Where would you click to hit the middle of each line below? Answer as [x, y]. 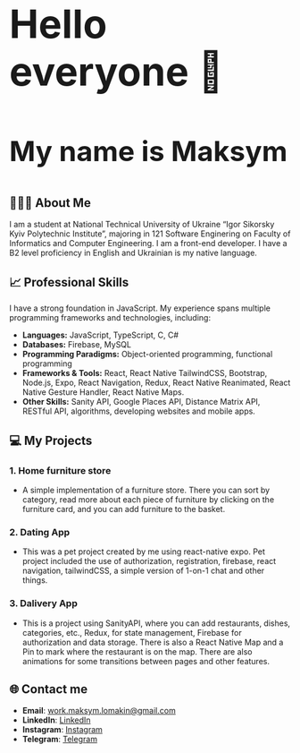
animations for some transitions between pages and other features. [146, 661]
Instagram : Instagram [62, 730]
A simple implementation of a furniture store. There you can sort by [146, 490]
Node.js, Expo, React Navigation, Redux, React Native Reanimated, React [156, 383]
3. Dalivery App [43, 603]
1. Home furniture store [60, 470]
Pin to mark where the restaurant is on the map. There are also [137, 651]
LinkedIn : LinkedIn [56, 720]
